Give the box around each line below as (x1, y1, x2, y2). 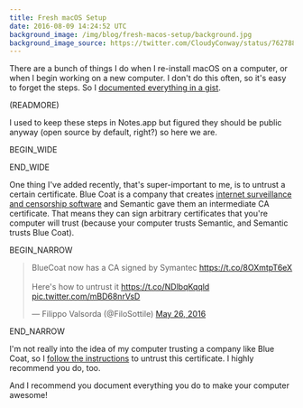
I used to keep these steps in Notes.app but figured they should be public (9, 117, 282, 128)
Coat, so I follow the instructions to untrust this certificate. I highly (9, 353, 254, 364)
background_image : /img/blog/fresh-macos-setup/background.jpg (9, 30, 252, 39)
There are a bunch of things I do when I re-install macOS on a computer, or (9, 63, 289, 74)
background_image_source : (9, 38, 106, 48)
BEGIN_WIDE (9, 144, 58, 155)
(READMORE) (9, 100, 60, 111)
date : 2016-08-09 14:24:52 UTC (9, 22, 127, 31)
